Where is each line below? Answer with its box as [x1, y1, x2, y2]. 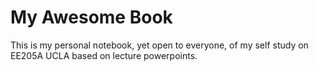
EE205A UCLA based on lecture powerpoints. [10, 49, 198, 61]
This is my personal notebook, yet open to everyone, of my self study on [10, 39, 309, 51]
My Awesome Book [10, 6, 173, 29]
